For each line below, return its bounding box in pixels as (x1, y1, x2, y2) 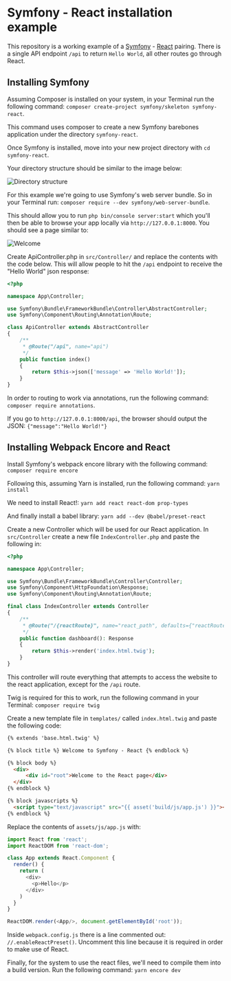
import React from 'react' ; (7, 836, 88, 843)
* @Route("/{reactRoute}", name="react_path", (22, 622, 158, 629)
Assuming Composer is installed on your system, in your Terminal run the (7, 95, 214, 103)
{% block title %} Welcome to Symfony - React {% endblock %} (7, 747, 189, 754)
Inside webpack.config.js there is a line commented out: (7, 931, 166, 939)
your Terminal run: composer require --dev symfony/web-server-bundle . (7, 198, 210, 206)
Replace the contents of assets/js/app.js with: (7, 822, 141, 831)
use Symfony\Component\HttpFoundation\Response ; (7, 584, 149, 591)
